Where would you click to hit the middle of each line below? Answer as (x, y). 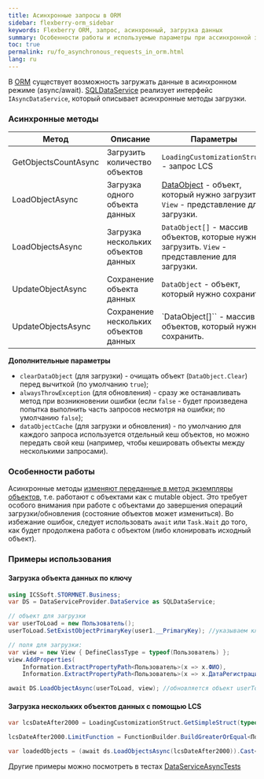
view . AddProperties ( (42, 659)
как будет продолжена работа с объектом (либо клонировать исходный (130, 530)
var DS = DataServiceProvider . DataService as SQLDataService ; (112, 602)
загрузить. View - (194, 247)
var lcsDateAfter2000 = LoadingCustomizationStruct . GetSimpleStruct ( (125, 723)
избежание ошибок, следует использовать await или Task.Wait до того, (128, 522)
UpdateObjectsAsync (51, 327)
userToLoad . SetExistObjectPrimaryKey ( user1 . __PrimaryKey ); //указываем (128, 631)
